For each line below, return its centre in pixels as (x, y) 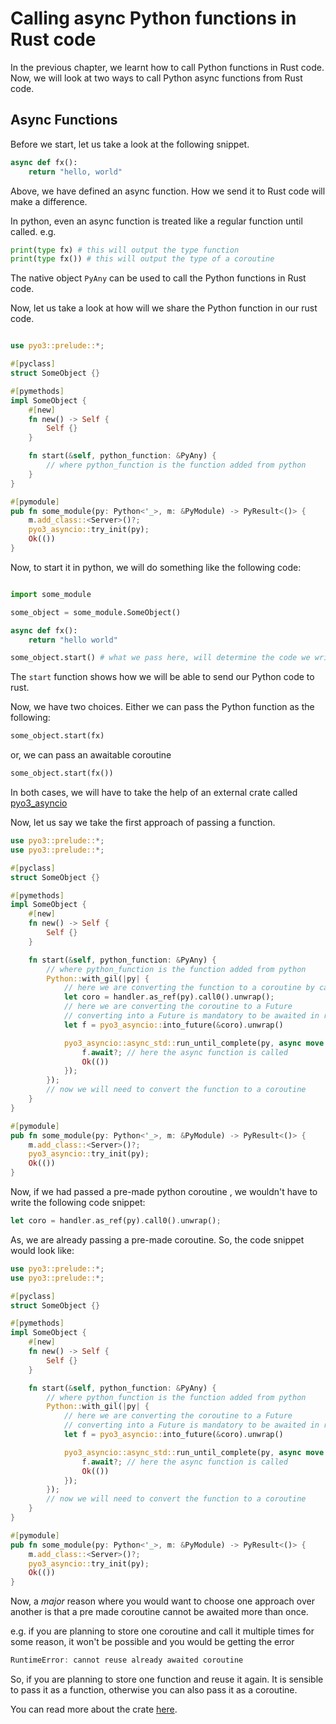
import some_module (51, 594)
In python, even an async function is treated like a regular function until (156, 221)
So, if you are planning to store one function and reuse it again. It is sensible (167, 1679)
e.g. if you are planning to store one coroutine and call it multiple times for (162, 1631)
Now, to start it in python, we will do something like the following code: (156, 567)
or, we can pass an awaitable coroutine (91, 755)
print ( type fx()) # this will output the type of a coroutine (142, 259)
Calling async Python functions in (153, 18)
